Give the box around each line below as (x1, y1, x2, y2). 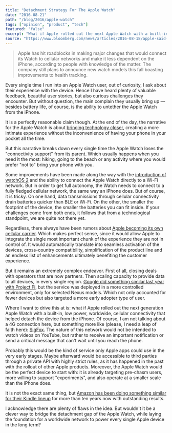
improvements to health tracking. (17, 72, 88, 78)
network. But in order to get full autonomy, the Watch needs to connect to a (5, 182, 165, 189)
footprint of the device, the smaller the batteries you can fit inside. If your (5, 204, 160, 210)
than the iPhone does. (5, 380, 52, 386)
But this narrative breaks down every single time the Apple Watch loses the (5, 145, 164, 151)
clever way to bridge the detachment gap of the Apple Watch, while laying (5, 410, 162, 417)
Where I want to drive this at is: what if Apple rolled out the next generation (5, 304, 164, 311)
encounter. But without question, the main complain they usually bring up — (5, 98, 165, 104)
